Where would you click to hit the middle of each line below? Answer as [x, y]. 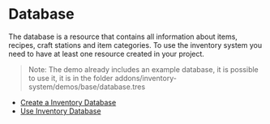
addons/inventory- [146, 78]
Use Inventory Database [60, 111]
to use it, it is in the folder [71, 78]
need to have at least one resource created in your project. [107, 53]
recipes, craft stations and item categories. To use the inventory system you [135, 45]
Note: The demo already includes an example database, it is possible [144, 69]
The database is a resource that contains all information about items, [123, 36]
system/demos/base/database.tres [87, 87]
